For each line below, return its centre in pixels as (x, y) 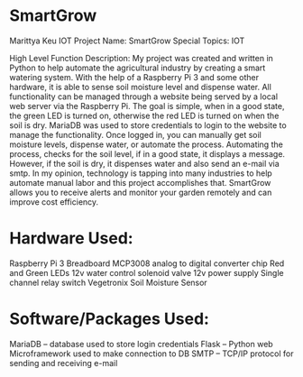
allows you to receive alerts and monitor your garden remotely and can (141, 192)
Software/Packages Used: (110, 319)
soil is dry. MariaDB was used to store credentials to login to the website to (148, 125)
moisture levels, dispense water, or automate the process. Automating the (147, 144)
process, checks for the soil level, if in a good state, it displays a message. (147, 153)
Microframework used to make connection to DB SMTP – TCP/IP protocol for (151, 354)
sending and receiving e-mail (64, 363)
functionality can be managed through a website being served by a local (143, 97)
